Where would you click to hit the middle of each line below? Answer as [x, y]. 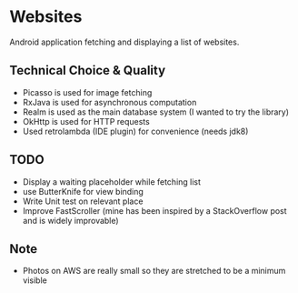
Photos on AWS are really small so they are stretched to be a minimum [154, 271]
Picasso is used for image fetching [87, 92]
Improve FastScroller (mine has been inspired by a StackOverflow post [155, 210]
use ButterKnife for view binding [83, 191]
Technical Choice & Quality [88, 71]
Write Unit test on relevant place [83, 201]
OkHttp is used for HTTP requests [86, 121]
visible [35, 280]
